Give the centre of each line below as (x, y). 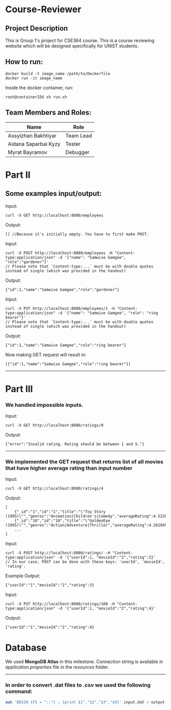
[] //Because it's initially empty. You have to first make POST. (77, 234)
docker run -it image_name (34, 78)
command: (19, 692)
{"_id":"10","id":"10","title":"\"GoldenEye (62, 521)
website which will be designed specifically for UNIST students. (72, 46)
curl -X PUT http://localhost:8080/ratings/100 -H (60, 604)
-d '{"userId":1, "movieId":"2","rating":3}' (107, 557)
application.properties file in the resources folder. (57, 667)
